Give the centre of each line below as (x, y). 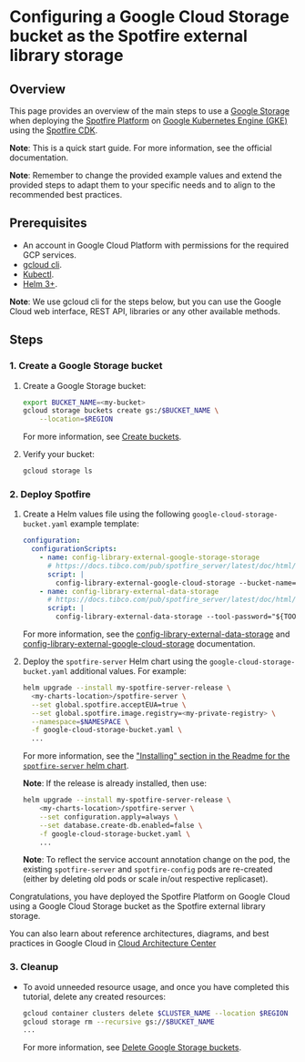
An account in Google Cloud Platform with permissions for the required (156, 245)
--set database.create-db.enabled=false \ (121, 825)
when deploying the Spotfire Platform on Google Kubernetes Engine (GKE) (149, 121)
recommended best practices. (66, 194)
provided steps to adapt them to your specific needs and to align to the (142, 185)
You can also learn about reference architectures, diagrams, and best (139, 934)
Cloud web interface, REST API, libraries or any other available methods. (145, 311)
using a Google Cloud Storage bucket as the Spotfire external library (137, 906)
